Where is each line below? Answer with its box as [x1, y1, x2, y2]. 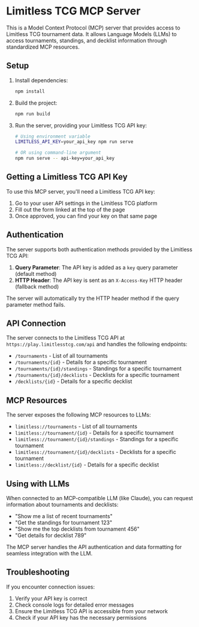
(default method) [14, 270, 57, 277]
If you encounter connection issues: [6, 583, 95, 590]
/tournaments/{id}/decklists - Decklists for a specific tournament [14, 372, 180, 379]
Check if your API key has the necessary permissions [14, 614, 147, 621]
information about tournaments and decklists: [6, 501, 119, 509]
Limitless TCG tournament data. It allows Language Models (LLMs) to [6, 30, 177, 37]
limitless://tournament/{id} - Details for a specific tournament [14, 429, 174, 436]
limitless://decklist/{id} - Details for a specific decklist [14, 461, 159, 468]
